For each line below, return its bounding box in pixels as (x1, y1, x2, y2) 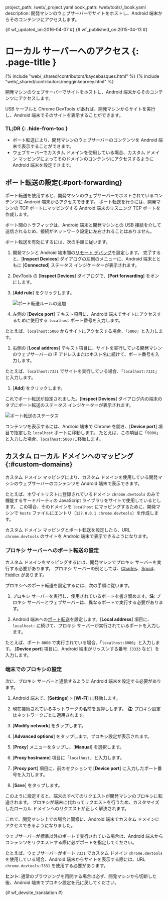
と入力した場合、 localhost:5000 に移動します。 (5, 436, 104, 442)
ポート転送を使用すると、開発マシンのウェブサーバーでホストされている (5, 193, 154, 199)
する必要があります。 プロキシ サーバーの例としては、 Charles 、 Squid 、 (9, 566, 158, 572)
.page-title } (5, 57, 57, 68)
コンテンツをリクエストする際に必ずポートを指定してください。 (5, 839, 137, 845)
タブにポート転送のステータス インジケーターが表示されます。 (5, 402, 134, 408)
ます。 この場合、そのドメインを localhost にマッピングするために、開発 (5, 503, 156, 509)
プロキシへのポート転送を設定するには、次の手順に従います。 (5, 582, 132, 589)
